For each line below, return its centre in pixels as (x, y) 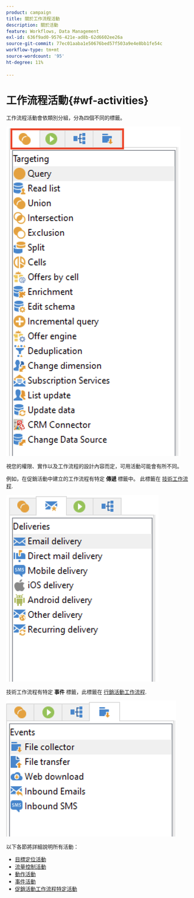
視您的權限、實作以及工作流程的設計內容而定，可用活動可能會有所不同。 (94, 466)
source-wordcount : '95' (35, 56)
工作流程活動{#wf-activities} (77, 100)
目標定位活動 (30, 860)
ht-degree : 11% (25, 62)
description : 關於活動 (32, 25)
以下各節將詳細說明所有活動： (42, 847)
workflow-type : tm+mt (33, 50)
